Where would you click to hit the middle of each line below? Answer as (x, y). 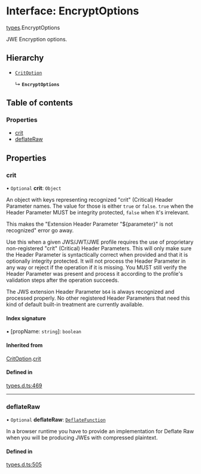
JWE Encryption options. (37, 39)
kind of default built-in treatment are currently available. (75, 305)
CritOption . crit (24, 358)
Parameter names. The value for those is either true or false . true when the (100, 206)
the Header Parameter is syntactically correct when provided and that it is (97, 255)
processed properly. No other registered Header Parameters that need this (98, 298)
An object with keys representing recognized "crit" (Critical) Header (90, 200)
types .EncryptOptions (33, 28)
